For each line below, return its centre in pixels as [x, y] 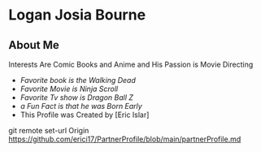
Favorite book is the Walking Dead [78, 80]
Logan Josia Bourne [77, 15]
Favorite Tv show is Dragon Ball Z [77, 98]
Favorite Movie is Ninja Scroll [69, 89]
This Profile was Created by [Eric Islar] [85, 115]
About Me [34, 45]
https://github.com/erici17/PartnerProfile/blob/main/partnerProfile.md [125, 139]
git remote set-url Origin [49, 130]
